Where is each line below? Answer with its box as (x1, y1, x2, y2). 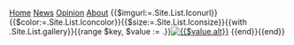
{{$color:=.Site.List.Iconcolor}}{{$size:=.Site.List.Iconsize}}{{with (9, 17, 248, 27)
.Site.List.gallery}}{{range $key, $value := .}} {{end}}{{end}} (9, 26, 285, 36)
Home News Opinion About (9, 8, 109, 18)
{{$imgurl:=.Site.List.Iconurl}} (110, 8, 219, 18)
